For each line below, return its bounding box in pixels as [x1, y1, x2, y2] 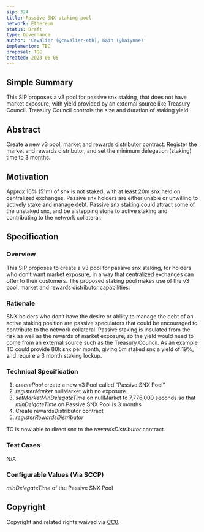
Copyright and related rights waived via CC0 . [6, 518, 120, 525]
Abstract [6, 124, 41, 135]
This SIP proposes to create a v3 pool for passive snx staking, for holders [6, 264, 192, 271]
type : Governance [6, 32, 51, 38]
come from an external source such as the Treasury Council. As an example [6, 339, 198, 347]
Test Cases [6, 441, 41, 450]
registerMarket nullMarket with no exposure [15, 388, 126, 395]
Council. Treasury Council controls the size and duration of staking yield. [6, 107, 190, 114]
